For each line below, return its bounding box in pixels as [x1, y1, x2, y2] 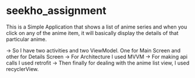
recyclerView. [6, 65, 39, 72]
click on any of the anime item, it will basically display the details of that [6, 29, 179, 36]
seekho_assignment [6, 4, 107, 17]
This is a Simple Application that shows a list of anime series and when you [6, 23, 187, 30]
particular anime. [6, 36, 47, 42]
